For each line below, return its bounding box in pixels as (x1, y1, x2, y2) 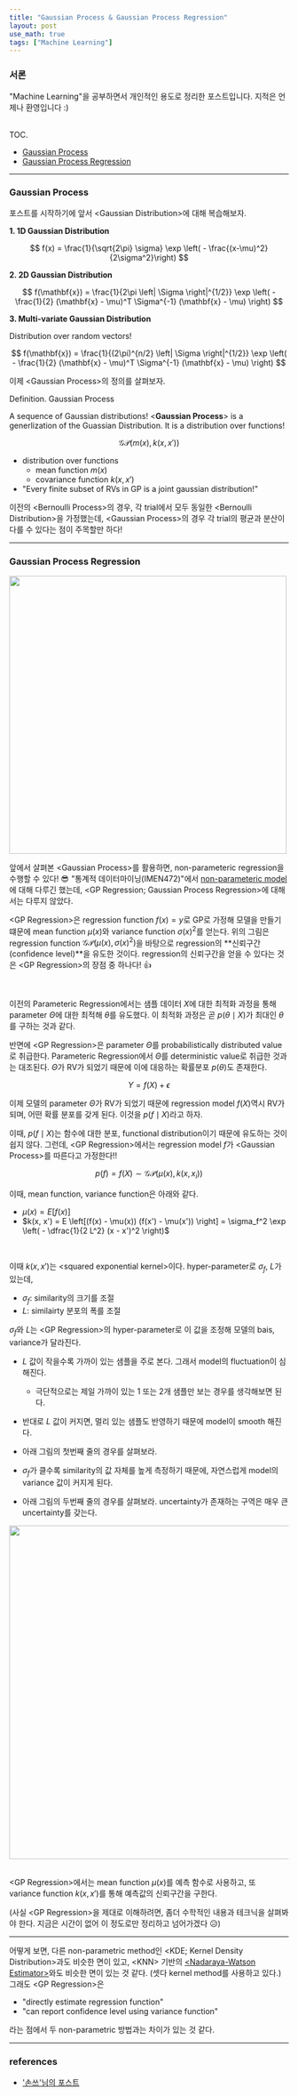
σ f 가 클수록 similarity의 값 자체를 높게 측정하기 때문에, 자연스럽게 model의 (21, 1464, 279, 1478)
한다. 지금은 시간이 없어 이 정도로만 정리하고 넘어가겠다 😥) (18, 1918, 222, 1929)
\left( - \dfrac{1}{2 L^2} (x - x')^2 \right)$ (21, 1225, 170, 1237)
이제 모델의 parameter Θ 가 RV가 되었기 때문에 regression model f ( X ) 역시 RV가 (9, 1098, 286, 1108)
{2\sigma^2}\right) (109, 252, 177, 262)
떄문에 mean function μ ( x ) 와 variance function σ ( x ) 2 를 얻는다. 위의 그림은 (9, 924, 270, 937)
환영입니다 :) (25, 101, 69, 112)
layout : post (9, 21, 58, 30)
